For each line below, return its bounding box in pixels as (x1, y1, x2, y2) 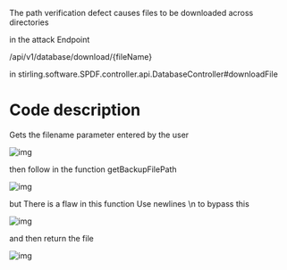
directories (9, 17, 49, 28)
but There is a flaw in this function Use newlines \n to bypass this (9, 198, 250, 209)
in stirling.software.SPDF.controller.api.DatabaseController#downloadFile (9, 69, 279, 79)
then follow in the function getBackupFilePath (9, 164, 177, 175)
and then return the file (9, 233, 94, 243)
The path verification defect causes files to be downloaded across (9, 8, 254, 18)
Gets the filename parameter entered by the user (9, 129, 190, 140)
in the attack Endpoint (9, 35, 90, 45)
